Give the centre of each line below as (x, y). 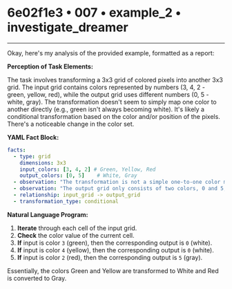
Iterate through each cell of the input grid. (77, 228)
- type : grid (32, 156)
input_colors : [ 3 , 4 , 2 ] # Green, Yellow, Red (88, 169)
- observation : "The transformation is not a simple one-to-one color (117, 182)
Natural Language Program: (48, 214)
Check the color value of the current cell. (76, 235)
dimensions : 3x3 (43, 163)
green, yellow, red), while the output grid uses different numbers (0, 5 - (108, 94)
